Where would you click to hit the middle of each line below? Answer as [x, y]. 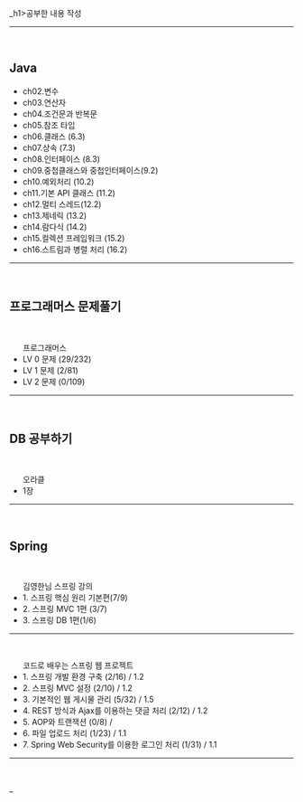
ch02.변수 [41, 91]
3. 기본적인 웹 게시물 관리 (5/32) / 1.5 [88, 700]
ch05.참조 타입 [49, 125]
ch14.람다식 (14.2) [55, 226]
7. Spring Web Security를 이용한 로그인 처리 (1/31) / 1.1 [119, 745]
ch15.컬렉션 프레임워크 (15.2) [73, 238]
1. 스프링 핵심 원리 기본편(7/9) [75, 598]
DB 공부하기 [41, 439]
